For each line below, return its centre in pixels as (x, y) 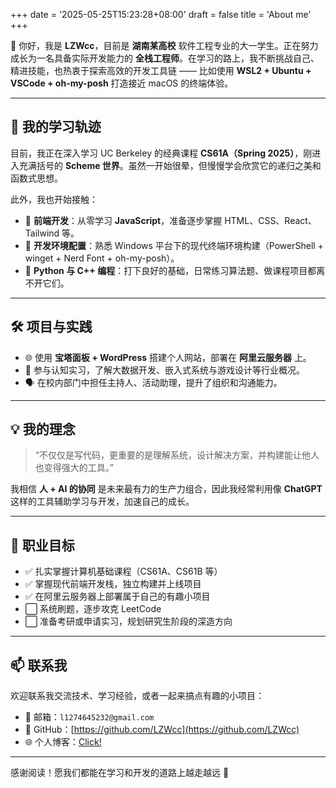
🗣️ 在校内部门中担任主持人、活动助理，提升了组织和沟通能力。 (153, 382)
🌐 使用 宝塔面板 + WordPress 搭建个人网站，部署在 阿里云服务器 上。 (168, 357)
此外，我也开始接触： (54, 199)
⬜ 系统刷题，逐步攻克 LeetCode (93, 609)
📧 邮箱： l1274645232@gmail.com (89, 717)
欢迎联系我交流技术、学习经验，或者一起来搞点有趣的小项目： (137, 696)
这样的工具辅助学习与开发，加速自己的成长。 (102, 501)
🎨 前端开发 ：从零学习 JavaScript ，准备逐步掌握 (123, 220)
